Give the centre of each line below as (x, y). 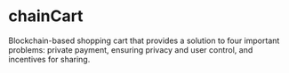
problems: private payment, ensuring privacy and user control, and (131, 49)
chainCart (46, 16)
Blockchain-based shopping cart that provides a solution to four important (144, 40)
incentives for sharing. (49, 59)
